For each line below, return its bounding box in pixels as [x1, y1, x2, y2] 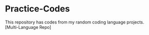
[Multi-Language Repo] [5, 24, 52, 30]
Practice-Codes [5, 3, 70, 14]
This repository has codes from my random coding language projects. [5, 19, 144, 25]
